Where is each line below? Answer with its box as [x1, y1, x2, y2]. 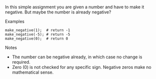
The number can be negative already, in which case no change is [12, 54, 142, 60]
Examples [5, 19, 25, 24]
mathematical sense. [12, 69, 54, 75]
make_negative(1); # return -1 [5, 28, 70, 33]
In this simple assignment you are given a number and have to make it [5, 4, 144, 10]
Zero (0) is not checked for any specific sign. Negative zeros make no [12, 65, 152, 70]
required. [12, 59, 31, 65]
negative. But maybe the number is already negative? [5, 9, 111, 15]
